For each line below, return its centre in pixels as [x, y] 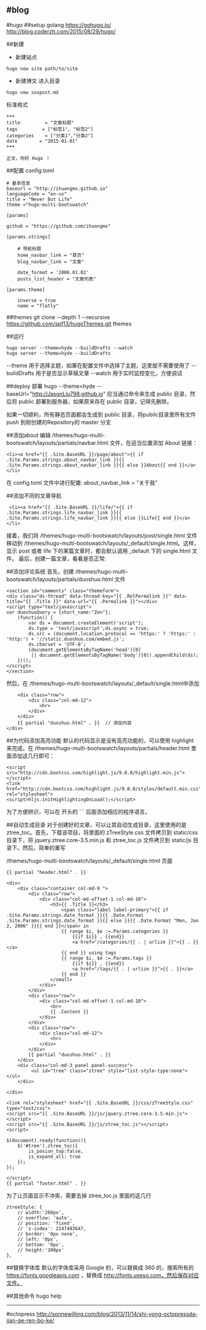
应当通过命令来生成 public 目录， [148, 393]
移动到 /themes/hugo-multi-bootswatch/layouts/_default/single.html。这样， [103, 543]
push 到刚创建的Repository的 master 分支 [59, 422]
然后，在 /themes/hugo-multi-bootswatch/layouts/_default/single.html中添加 [103, 683]
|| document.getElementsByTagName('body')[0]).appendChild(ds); [115, 655]
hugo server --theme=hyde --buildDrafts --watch [70, 348]
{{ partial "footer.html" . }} [46, 1183]
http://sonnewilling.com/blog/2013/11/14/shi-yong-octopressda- [117, 1313]
